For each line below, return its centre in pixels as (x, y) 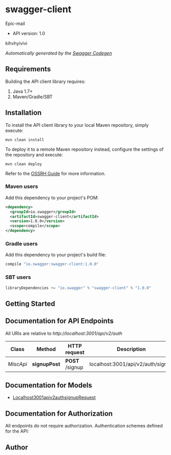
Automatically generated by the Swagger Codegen (59, 53)
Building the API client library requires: (45, 81)
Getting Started (30, 303)
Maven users (22, 186)
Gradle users (22, 244)
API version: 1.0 (29, 33)
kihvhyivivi (16, 43)
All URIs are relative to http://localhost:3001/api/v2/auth (64, 333)
